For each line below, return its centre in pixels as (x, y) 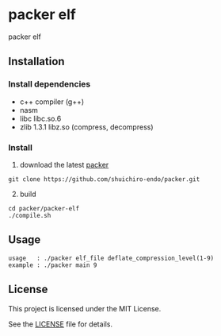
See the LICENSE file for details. (61, 324)
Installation (36, 62)
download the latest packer (64, 164)
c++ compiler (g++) (52, 102)
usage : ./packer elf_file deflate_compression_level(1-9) (111, 258)
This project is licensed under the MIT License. (85, 308)
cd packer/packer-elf (44, 208)
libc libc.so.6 (40, 118)
